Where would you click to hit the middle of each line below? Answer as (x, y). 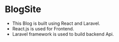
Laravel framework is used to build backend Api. (63, 34)
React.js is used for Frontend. (43, 28)
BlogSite (23, 9)
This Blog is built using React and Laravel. (56, 23)
